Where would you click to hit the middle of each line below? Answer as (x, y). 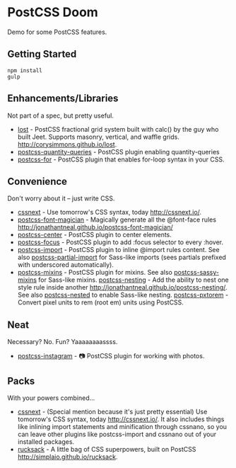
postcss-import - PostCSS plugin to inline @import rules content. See (119, 250)
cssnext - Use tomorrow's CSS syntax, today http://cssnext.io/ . (110, 212)
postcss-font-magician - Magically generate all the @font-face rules (117, 219)
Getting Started (42, 54)
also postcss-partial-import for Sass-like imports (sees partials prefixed (122, 257)
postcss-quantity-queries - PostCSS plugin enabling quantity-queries (119, 152)
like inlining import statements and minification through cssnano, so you (122, 427)
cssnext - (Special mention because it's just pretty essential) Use (112, 412)
